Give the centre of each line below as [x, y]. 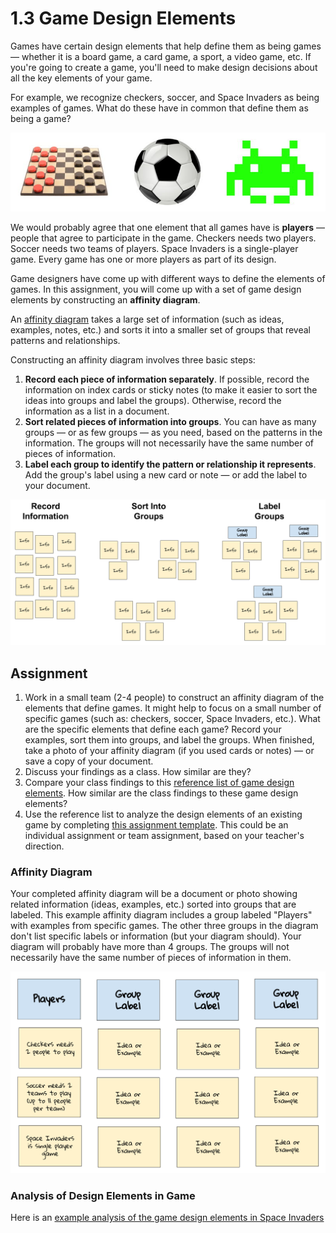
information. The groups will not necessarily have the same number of [169, 443]
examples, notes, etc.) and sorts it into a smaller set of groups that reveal [160, 329]
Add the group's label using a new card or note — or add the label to [166, 474]
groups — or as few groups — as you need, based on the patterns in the [173, 432]
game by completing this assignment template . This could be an [156, 825]
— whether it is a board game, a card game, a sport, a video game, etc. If [161, 56]
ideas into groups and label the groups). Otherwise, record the [153, 400]
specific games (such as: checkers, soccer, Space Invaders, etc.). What [172, 719]
